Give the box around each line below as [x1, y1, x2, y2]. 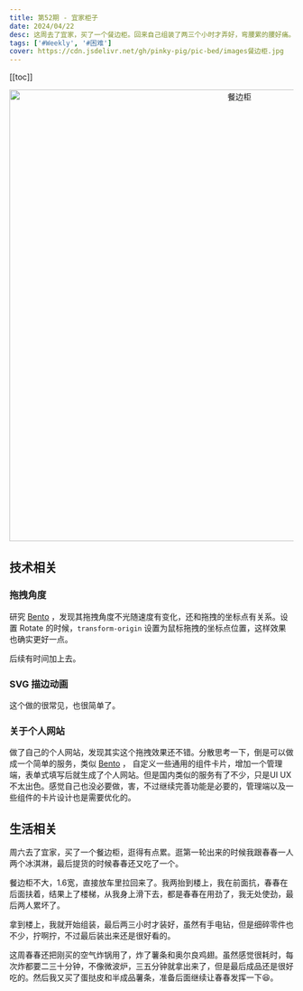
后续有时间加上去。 [9, 652, 81, 664]
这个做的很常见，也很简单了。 [9, 700, 120, 711]
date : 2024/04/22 [9, 22, 75, 31]
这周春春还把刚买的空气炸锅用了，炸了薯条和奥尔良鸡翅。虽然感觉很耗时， [9, 949, 286, 960]
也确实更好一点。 [9, 633, 73, 644]
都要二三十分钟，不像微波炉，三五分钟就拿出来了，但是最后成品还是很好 [24, 961, 294, 972]
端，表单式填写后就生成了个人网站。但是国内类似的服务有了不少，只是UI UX [9, 770, 292, 781]
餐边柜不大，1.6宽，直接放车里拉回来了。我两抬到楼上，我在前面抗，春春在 [9, 877, 289, 888]
